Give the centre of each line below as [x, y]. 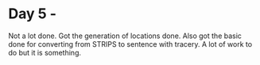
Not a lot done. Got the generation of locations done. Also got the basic [125, 36]
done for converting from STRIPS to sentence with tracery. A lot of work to [130, 44]
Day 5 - [33, 14]
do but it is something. [45, 52]
